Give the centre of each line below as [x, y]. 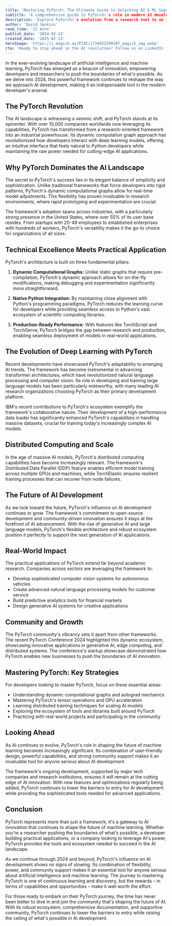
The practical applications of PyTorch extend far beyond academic [76, 563]
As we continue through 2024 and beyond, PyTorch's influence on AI [78, 859]
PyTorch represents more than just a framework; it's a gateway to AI [77, 822]
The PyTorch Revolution [44, 107]
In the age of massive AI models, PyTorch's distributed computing [75, 457]
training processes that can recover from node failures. [63, 479]
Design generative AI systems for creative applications [70, 606]
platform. [15, 396]
